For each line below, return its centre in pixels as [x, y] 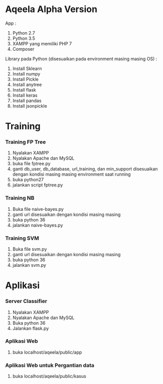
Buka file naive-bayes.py [38, 209]
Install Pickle [26, 79]
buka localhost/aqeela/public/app [47, 352]
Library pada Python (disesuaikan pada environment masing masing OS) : [81, 58]
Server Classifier [26, 301]
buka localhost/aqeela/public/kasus [49, 376]
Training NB [20, 198]
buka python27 [28, 180]
